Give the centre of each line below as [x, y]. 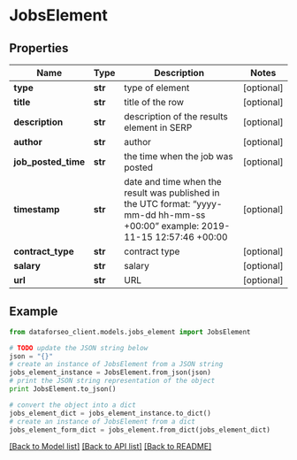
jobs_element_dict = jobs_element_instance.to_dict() [110, 413]
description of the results [175, 116]
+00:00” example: [161, 226]
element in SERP [158, 127]
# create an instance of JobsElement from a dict [103, 421]
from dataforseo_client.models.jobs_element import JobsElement [130, 332]
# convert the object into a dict [73, 405]
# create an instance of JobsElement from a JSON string [116, 364]
